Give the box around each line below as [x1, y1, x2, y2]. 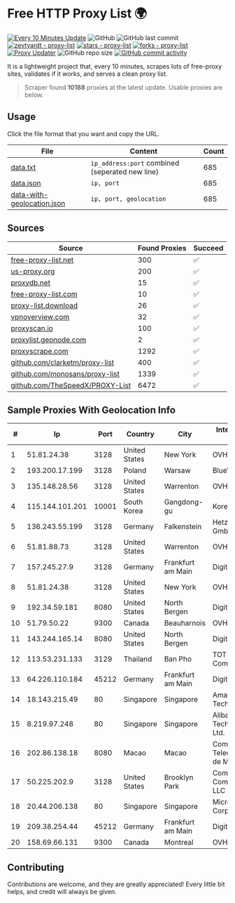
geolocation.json [10, 198, 66, 208]
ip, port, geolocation [90, 194, 166, 203]
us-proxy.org [10, 266, 55, 276]
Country [126, 429, 155, 439]
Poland [123, 466, 147, 476]
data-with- [10, 189, 49, 199]
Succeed [193, 243, 224, 253]
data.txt [10, 162, 36, 172]
